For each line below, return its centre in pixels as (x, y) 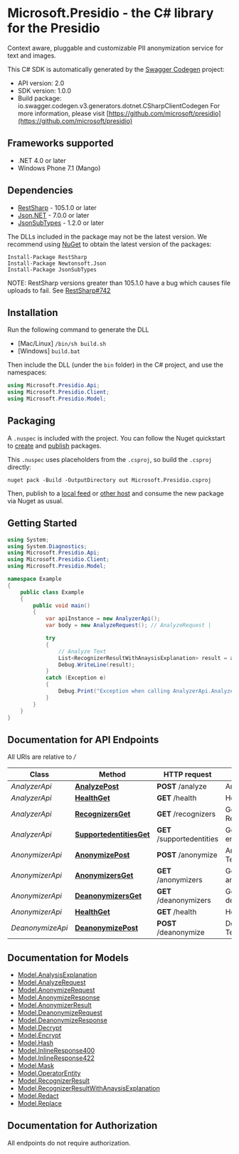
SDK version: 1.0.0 (44, 90)
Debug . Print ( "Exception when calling (114, 691)
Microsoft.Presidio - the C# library (111, 13)
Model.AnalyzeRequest (52, 982)
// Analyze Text (82, 651)
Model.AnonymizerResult (54, 1005)
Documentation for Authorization (83, 1126)
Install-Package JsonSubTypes (52, 269)
